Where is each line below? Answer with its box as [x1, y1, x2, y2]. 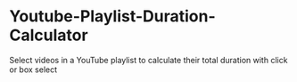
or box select [9, 64, 58, 75]
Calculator [9, 25, 88, 45]
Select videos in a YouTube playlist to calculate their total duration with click [9, 54, 288, 65]
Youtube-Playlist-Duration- [9, 6, 216, 27]
